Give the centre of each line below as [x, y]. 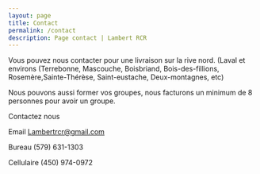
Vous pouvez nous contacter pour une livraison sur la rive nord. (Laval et [127, 60]
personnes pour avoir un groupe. [62, 101]
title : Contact [33, 23]
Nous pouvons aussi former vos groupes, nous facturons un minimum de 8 [130, 93]
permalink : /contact [42, 30]
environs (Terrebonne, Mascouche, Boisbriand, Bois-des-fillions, [114, 69]
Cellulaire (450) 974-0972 [51, 163]
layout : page [30, 15]
